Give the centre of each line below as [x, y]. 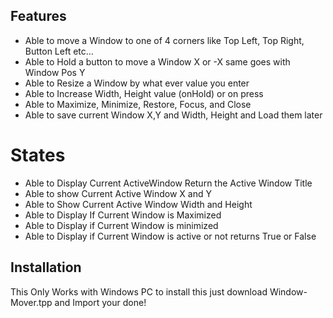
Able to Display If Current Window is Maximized [123, 215]
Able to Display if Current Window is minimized [121, 225]
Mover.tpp [31, 302]
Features [38, 16]
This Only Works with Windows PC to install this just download [139, 291]
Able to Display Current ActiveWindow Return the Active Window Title [168, 183]
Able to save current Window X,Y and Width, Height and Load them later [173, 115]
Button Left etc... [59, 51]
